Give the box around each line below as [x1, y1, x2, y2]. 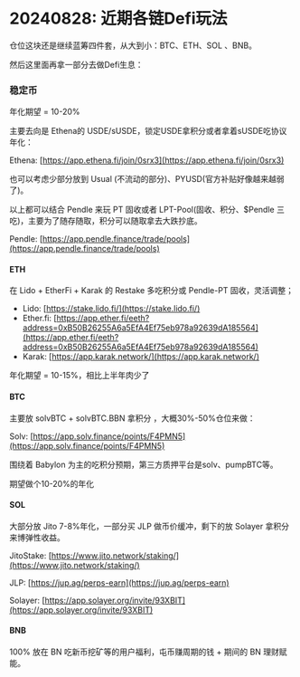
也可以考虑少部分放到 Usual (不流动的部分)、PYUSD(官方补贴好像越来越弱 [9, 174, 285, 185]
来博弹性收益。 [9, 531, 65, 543]
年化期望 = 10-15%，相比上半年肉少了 [9, 370, 150, 381]
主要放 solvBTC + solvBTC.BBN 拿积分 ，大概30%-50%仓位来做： [9, 413, 256, 424]
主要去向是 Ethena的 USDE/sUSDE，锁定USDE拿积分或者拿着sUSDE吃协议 [9, 126, 287, 137]
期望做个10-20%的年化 [9, 478, 95, 489]
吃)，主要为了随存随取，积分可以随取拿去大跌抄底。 [9, 215, 203, 226]
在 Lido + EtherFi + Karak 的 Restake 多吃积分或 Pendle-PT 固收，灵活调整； [9, 285, 295, 296]
